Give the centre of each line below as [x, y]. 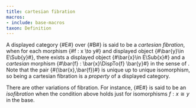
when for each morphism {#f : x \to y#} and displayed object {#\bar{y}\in [95, 51]
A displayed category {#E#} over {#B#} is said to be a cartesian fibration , [96, 45]
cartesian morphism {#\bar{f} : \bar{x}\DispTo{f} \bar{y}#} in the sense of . [98, 64]
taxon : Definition [29, 28]
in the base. [20, 100]
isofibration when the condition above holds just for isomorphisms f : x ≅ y [98, 94]
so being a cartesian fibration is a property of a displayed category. [88, 76]
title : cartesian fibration [41, 12]
